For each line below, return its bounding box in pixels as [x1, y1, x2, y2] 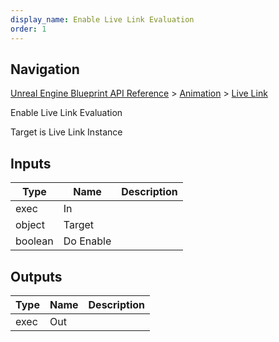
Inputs [10, 155, 52, 172]
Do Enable [63, 234, 112, 248]
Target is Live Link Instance [10, 126, 123, 138]
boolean [15, 234, 54, 248]
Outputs [10, 268, 63, 285]
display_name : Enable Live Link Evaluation [10, 14, 195, 25]
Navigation [10, 61, 80, 78]
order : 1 [10, 24, 47, 34]
